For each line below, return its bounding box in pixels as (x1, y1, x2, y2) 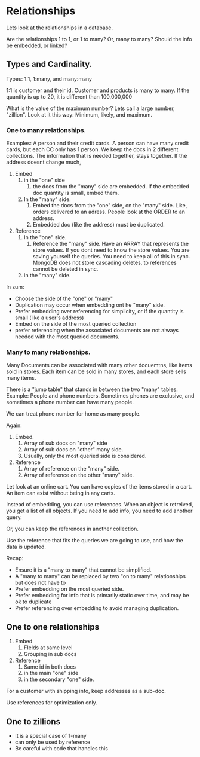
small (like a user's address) (14, 314, 84, 321)
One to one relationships (6, 622, 100, 632)
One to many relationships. (6, 126, 87, 134)
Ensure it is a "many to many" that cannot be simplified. (14, 566, 152, 573)
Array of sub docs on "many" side (23, 439, 107, 447)
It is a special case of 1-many (14, 732, 87, 739)
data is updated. (6, 543, 47, 551)
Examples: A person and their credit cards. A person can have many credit (6, 139, 189, 147)
